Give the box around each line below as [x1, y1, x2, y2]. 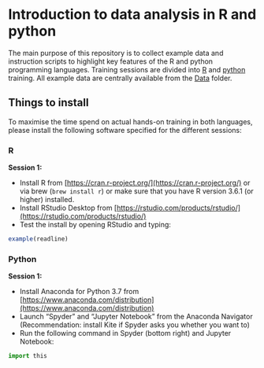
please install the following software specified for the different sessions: [8, 125, 242, 134]
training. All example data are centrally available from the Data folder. [8, 73, 232, 83]
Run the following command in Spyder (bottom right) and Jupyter [19, 329, 232, 338]
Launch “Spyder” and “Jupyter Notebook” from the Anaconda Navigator [19, 312, 254, 322]
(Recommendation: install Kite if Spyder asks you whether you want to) [19, 320, 251, 329]
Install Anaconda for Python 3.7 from [19, 287, 139, 296]
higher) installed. [19, 195, 75, 204]
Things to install [8, 96, 89, 109]
